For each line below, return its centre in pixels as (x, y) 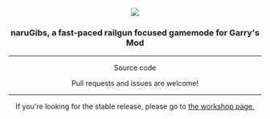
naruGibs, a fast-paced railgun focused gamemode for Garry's (135, 32)
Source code (135, 68)
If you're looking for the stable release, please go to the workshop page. (135, 107)
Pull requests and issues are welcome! (135, 84)
